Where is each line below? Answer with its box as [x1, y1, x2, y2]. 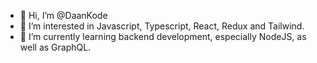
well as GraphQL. [19, 41, 92, 53]
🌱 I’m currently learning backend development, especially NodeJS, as [19, 31, 307, 42]
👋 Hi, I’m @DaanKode [19, 10, 108, 21]
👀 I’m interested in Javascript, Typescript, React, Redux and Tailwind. [19, 20, 305, 32]
